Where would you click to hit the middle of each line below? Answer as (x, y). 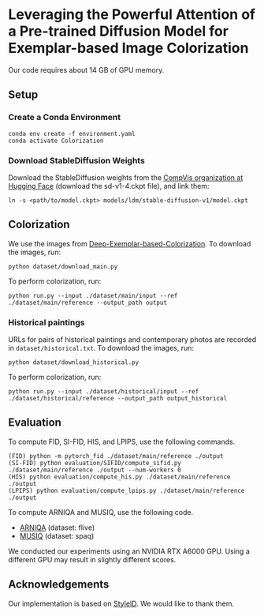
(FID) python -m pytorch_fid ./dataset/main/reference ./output (116, 456)
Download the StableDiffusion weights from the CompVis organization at (126, 177)
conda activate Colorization (56, 141)
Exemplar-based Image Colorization (128, 48)
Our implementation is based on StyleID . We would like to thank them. (121, 603)
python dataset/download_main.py (63, 266)
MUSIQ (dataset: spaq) (57, 535)
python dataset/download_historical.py (74, 362)
